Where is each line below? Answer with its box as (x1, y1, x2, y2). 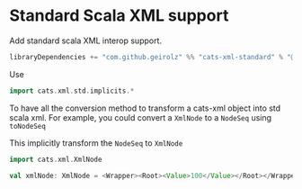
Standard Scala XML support (9, 5, 229, 26)
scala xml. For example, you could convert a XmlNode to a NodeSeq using (9, 112, 272, 122)
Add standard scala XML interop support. (9, 35, 163, 46)
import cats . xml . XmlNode (9, 155, 102, 164)
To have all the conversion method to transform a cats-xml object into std (9, 103, 281, 113)
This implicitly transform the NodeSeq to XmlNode (9, 137, 183, 148)
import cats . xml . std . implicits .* (9, 86, 135, 95)
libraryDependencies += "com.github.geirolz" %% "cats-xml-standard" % (9, 52, 283, 61)
